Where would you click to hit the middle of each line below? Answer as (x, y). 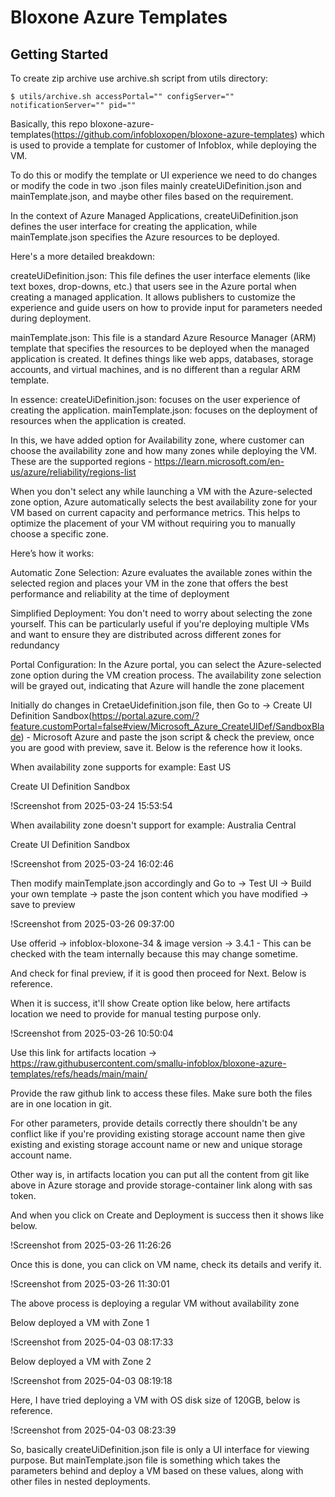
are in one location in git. (61, 1104)
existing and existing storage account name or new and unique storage (156, 1144)
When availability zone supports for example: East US (121, 767)
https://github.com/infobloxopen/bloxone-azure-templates (174, 134)
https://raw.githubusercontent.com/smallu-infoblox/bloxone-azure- (148, 1063)
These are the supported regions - (81, 461)
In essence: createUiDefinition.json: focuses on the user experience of (155, 399)
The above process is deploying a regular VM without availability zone (155, 1303)
